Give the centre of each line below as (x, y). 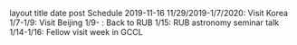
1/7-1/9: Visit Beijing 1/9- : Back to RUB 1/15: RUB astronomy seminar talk (144, 22)
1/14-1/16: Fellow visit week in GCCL (76, 32)
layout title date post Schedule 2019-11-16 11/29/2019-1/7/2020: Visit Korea (148, 13)
